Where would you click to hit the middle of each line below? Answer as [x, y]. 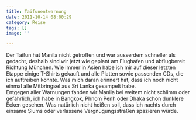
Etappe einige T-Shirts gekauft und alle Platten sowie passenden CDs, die [95, 74]
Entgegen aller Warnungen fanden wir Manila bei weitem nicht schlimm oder [98, 92]
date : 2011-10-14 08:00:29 [39, 17]
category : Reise [26, 22]
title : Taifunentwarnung [36, 11]
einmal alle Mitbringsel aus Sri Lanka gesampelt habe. [71, 86]
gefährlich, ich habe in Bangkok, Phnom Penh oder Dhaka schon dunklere [95, 99]
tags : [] [17, 28]
